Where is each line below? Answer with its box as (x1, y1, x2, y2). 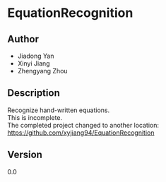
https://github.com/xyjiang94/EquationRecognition (7, 128, 155, 137)
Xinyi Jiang (17, 59, 51, 68)
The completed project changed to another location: (7, 121, 160, 129)
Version (7, 149, 42, 161)
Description (7, 87, 60, 99)
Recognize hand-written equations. (7, 106, 110, 114)
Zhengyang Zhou (17, 67, 69, 75)
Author (7, 33, 39, 45)
